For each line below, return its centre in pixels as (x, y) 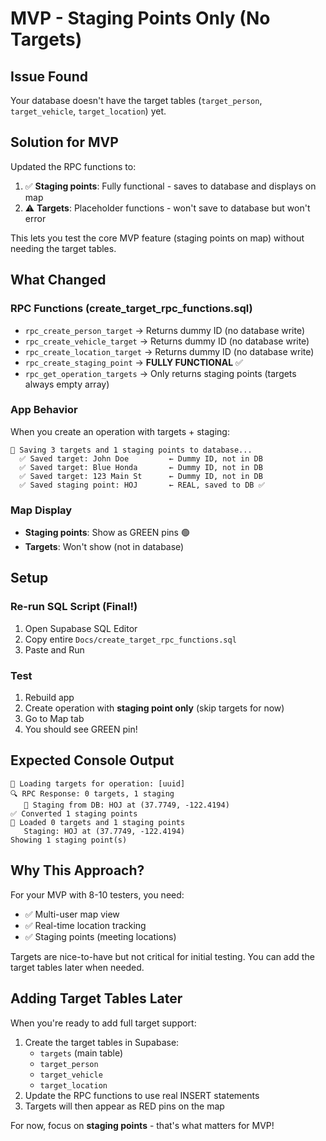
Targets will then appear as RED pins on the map (124, 1106)
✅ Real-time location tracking (85, 925)
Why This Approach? (77, 870)
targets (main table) (81, 1053)
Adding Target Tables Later (96, 998)
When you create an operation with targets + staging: (120, 431)
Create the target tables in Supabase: (102, 1042)
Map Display (41, 510)
